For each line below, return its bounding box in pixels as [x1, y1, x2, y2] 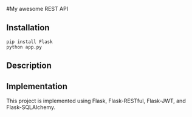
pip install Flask [6, 39, 53, 45]
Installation [6, 22, 50, 33]
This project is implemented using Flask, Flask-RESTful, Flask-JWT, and [6, 97, 187, 105]
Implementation [6, 81, 68, 92]
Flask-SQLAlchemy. [6, 104, 56, 111]
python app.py [6, 44, 43, 50]
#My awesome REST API [6, 5, 69, 12]
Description [6, 61, 52, 71]
